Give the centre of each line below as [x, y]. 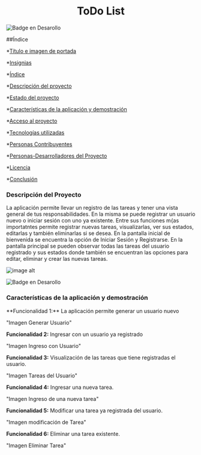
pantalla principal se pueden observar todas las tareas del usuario [88, 246]
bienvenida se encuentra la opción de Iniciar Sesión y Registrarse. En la [94, 240]
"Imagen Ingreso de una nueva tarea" [52, 399]
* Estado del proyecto [33, 97]
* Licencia [19, 167]
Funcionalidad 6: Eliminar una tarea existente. [63, 433]
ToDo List [101, 11]
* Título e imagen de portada [41, 51]
